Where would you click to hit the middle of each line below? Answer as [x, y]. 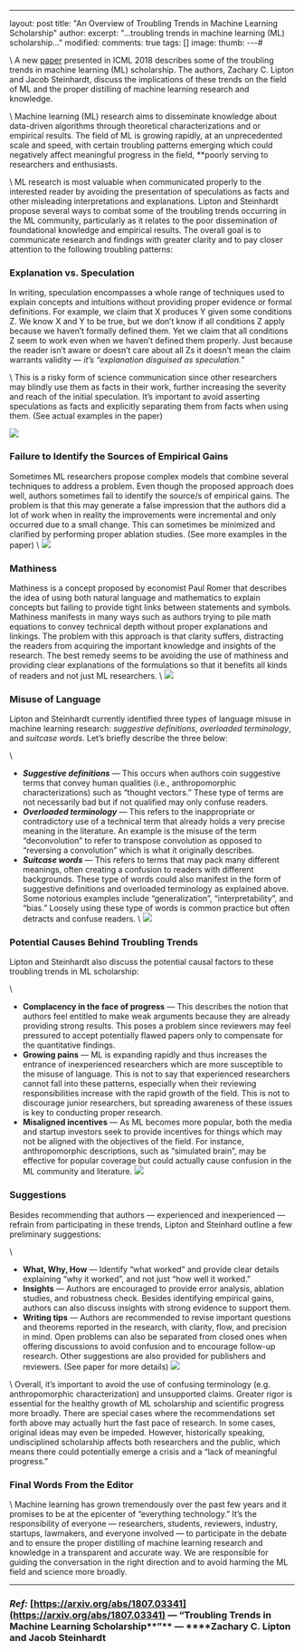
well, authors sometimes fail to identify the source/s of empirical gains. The [150, 496]
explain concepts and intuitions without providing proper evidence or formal [151, 302]
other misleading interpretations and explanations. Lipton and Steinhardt [144, 201]
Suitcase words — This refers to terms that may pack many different [151, 860]
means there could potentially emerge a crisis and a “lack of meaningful [143, 1452]
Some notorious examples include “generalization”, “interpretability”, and [158, 899]
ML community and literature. [77, 1172]
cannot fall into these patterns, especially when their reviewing [139, 1084]
